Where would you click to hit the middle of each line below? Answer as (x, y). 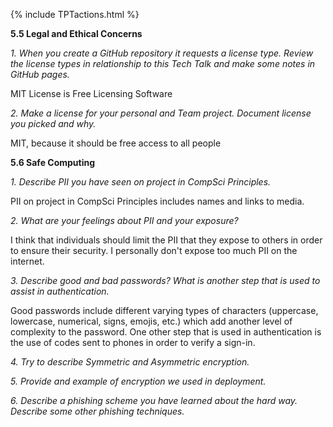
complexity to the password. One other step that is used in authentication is (166, 332)
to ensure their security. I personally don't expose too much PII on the (154, 250)
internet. (27, 261)
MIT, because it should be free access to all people (116, 143)
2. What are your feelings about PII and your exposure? (124, 220)
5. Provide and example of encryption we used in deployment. (138, 381)
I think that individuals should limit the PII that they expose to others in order (166, 240)
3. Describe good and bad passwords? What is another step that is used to (165, 280)
